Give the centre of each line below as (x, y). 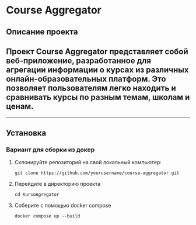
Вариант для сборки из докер (50, 150)
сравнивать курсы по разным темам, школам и (98, 97)
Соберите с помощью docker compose (63, 206)
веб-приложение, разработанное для (79, 60)
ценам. (20, 106)
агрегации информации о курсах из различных (97, 70)
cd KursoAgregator (37, 195)
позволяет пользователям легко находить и (91, 88)
